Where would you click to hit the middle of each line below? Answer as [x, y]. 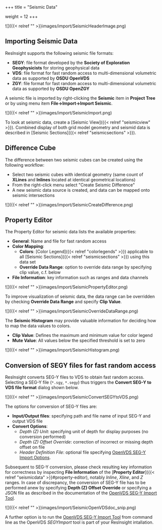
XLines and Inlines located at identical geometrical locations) [74, 179]
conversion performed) [43, 437]
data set [27, 262]
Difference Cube [30, 148]
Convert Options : [30, 426]
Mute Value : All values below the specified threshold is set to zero [79, 341]
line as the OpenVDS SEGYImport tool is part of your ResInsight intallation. [79, 522]
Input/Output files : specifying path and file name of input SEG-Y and [81, 416]
